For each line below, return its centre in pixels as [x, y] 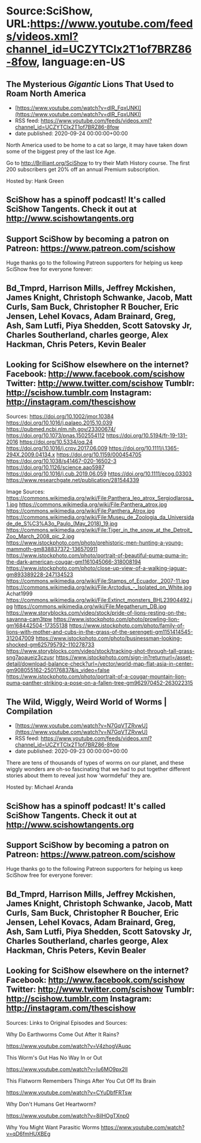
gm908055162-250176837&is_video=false [58, 670]
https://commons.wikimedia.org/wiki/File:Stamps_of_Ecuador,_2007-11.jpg [98, 581]
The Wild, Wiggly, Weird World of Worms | [87, 702]
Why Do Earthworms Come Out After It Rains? [63, 1034]
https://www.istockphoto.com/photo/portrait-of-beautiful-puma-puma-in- [97, 555]
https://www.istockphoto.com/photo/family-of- [127, 625]
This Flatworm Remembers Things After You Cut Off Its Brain [81, 1081]
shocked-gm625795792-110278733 [50, 645]
